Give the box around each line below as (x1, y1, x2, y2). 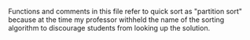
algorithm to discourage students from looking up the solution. (8, 24, 211, 32)
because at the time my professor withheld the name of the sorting (8, 15, 225, 24)
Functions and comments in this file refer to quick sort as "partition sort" (8, 7, 242, 16)
